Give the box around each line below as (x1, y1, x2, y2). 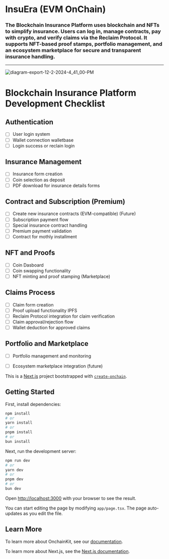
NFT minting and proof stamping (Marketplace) (12, 273, 111, 279)
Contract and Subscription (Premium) (5, 197, 126, 206)
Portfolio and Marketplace (5, 339, 89, 348)
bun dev (5, 486, 22, 491)
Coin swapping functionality (12, 268, 71, 274)
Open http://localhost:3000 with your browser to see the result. (5, 495, 137, 501)
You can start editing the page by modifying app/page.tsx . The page (5, 505, 147, 511)
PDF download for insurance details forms (12, 182, 100, 188)
